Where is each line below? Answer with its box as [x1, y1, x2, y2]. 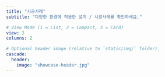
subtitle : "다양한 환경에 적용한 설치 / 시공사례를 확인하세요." [6, 14, 142, 20]
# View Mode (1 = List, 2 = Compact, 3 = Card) [6, 24, 124, 30]
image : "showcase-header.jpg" [16, 62, 90, 68]
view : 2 [6, 30, 25, 36]
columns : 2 [6, 36, 33, 41]
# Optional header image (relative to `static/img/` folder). [6, 46, 160, 52]
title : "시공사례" [6, 8, 46, 15]
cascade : [6, 51, 27, 57]
